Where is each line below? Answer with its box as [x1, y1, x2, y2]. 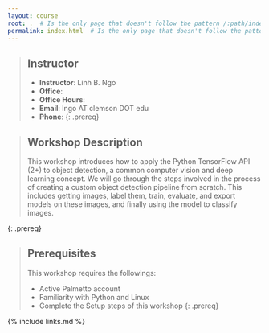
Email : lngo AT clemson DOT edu [39, 104, 149, 113]
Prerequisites [26, 247, 96, 261]
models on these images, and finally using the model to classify [26, 199, 238, 209]
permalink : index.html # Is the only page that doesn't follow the [7, 27, 242, 35]
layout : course [7, 11, 59, 20]
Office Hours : [39, 95, 86, 105]
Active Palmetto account [39, 283, 121, 294]
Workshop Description [26, 135, 144, 149]
